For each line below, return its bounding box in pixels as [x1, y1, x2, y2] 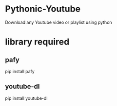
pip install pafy [5, 68, 35, 74]
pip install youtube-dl [5, 95, 48, 101]
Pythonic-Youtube [5, 3, 81, 15]
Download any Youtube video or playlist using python [5, 19, 112, 25]
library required [5, 36, 70, 47]
